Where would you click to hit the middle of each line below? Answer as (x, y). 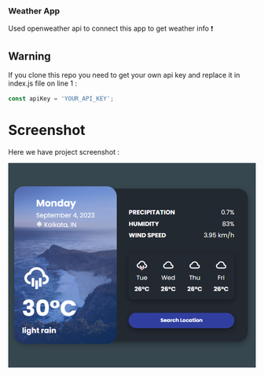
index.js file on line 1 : (42, 83)
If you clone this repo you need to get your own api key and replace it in (124, 75)
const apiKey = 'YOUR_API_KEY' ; (61, 99)
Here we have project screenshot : (64, 151)
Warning (29, 56)
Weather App (34, 11)
